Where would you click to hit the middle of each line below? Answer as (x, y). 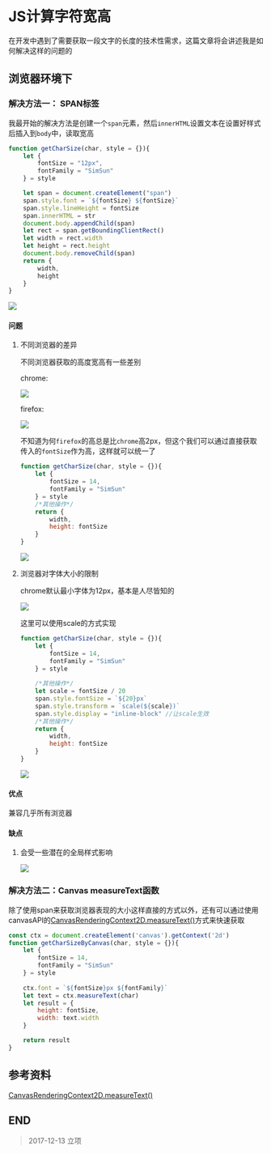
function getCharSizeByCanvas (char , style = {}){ (94, 943)
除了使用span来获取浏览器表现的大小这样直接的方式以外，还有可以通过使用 (133, 910)
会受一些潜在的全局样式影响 (66, 853)
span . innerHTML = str (59, 215)
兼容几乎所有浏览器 (40, 813)
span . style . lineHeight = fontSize (81, 208)
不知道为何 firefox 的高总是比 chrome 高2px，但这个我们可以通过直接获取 (138, 441)
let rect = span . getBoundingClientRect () (93, 231)
